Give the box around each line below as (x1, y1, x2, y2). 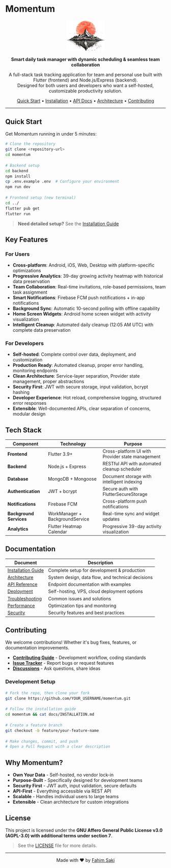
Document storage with (102, 473, 152, 479)
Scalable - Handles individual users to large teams (12, 794, 119, 800)
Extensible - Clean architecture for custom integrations (12, 799, 129, 805)
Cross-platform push (102, 498, 147, 505)
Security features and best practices (48, 610, 125, 616)
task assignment (12, 289, 47, 296)
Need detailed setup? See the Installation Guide (17, 220, 119, 227)
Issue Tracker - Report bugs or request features (12, 660, 115, 666)
